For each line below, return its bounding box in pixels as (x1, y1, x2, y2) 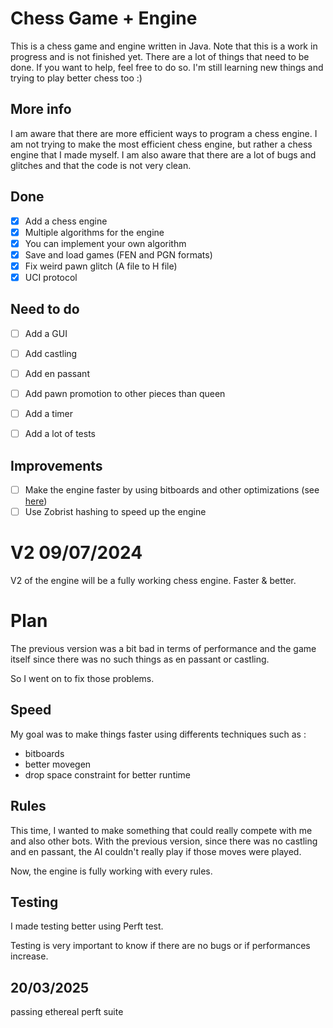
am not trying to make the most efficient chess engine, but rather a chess (10, 138, 313, 150)
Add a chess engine (24, 215, 108, 227)
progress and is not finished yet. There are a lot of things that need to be (10, 50, 310, 62)
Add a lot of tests (24, 428, 96, 440)
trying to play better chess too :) (10, 72, 143, 84)
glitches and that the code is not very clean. (10, 159, 192, 171)
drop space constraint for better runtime (24, 768, 192, 781)
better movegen (24, 758, 92, 770)
